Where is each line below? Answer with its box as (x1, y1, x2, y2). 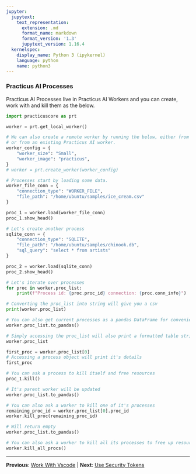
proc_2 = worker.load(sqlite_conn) (6, 263, 93, 269)
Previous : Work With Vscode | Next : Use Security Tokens (6, 461, 145, 468)
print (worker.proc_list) (6, 307, 66, 312)
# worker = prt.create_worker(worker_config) (6, 167, 118, 173)
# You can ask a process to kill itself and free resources (6, 370, 156, 376)
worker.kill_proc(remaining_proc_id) (6, 413, 98, 419)
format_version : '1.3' (21, 36, 77, 42)
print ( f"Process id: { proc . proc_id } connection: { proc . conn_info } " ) (16, 290, 187, 296)
